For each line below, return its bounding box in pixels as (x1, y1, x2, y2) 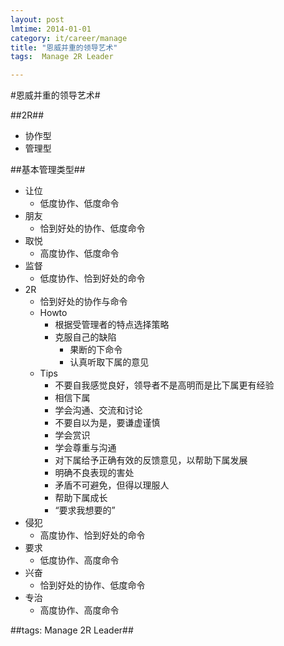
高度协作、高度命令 (39, 604, 120, 616)
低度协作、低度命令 (39, 197, 120, 210)
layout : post (10, 14, 65, 25)
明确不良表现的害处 (54, 467, 135, 479)
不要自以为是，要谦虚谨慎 (54, 417, 161, 429)
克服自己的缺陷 (54, 331, 117, 343)
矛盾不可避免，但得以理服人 (54, 479, 170, 491)
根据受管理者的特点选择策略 (54, 319, 170, 331)
